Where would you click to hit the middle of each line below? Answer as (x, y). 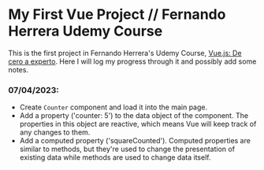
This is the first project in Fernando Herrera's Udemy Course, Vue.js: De (125, 53)
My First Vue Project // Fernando (117, 15)
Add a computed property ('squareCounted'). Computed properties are (135, 141)
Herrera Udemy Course (86, 31)
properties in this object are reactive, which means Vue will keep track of (138, 124)
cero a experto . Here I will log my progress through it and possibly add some (132, 61)
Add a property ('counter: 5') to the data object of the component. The (134, 116)
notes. (19, 69)
